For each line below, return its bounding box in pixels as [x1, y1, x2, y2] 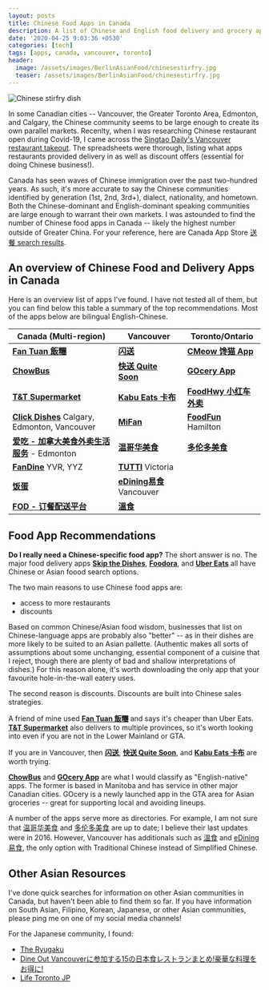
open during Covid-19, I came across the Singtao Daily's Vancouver [8, 134, 231, 144]
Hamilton [187, 421, 222, 433]
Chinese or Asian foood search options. [8, 567, 139, 577]
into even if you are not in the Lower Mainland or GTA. [8, 731, 186, 741]
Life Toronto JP [19, 973, 70, 983]
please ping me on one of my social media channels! [8, 914, 182, 924]
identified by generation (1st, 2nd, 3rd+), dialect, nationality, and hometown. [8, 192, 259, 202]
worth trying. [8, 757, 51, 767]
